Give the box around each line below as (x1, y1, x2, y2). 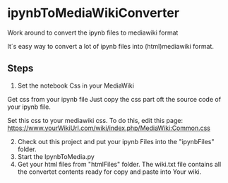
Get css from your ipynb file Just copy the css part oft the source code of (7, 95, 221, 103)
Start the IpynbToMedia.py (17, 152, 95, 160)
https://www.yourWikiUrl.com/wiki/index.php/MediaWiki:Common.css (7, 124, 210, 132)
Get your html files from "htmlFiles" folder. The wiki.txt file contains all (17, 160, 222, 168)
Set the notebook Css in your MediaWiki (17, 81, 134, 90)
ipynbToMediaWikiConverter (7, 5, 180, 21)
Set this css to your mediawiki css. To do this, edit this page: (7, 116, 184, 124)
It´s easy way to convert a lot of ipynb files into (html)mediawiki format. (7, 42, 214, 50)
